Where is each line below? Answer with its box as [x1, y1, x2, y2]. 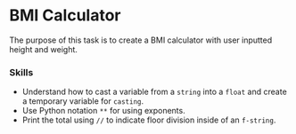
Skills [9, 66, 34, 78]
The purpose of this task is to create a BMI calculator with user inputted [9, 35, 273, 45]
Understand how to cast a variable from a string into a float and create [21, 86, 287, 98]
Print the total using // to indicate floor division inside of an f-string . [21, 114, 276, 125]
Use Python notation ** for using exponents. [21, 106, 185, 116]
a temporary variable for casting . [21, 96, 144, 106]
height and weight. [9, 43, 78, 54]
